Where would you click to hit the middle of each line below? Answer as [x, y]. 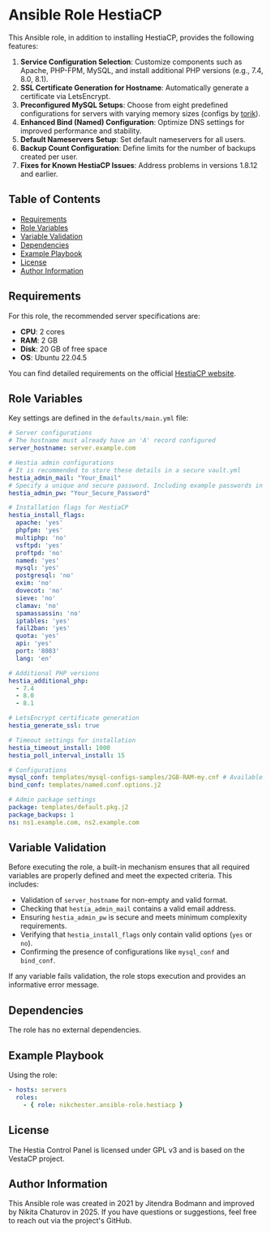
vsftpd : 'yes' [39, 545]
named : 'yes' [38, 560]
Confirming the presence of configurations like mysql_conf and [125, 952]
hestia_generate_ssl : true [54, 726]
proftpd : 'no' [39, 553]
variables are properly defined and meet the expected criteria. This [120, 876]
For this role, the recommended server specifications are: [104, 316]
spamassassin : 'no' [49, 613]
